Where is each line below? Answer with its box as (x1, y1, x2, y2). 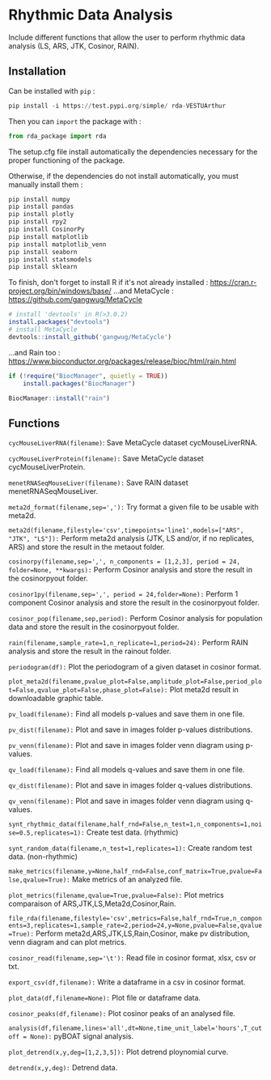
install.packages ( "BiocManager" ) (23, 379, 136, 388)
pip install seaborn (8, 248, 78, 256)
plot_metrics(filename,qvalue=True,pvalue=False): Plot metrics (8, 891, 224, 900)
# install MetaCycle (8, 325, 78, 334)
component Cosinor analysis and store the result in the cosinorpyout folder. (8, 597, 260, 608)
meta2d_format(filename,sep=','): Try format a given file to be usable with (8, 502, 259, 512)
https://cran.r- (210, 278, 257, 287)
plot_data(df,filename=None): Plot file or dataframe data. (8, 993, 201, 1003)
